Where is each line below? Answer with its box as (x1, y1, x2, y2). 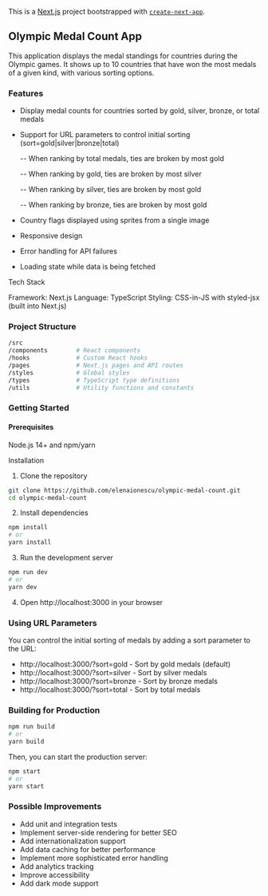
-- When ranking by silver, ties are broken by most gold (19, 185, 202, 195)
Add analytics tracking (19, 861, 94, 871)
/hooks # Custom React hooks (8, 354, 148, 362)
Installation (8, 455, 45, 465)
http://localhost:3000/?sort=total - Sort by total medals (19, 685, 201, 694)
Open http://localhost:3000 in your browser (19, 597, 164, 607)
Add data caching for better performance (19, 844, 156, 854)
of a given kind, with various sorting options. (8, 68, 155, 77)
